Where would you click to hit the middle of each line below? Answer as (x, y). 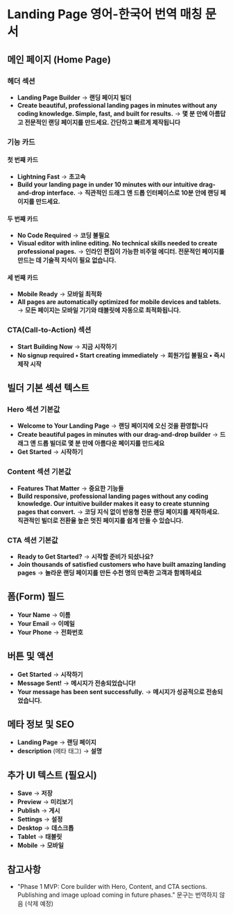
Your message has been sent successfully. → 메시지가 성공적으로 (111, 691)
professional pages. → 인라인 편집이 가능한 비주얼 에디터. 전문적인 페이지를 (121, 252)
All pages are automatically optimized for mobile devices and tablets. (119, 302)
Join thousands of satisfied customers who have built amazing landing (121, 564)
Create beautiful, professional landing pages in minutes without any (117, 105)
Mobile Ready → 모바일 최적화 (60, 294)
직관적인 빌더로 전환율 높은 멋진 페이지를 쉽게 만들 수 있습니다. (100, 520)
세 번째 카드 (23, 277)
